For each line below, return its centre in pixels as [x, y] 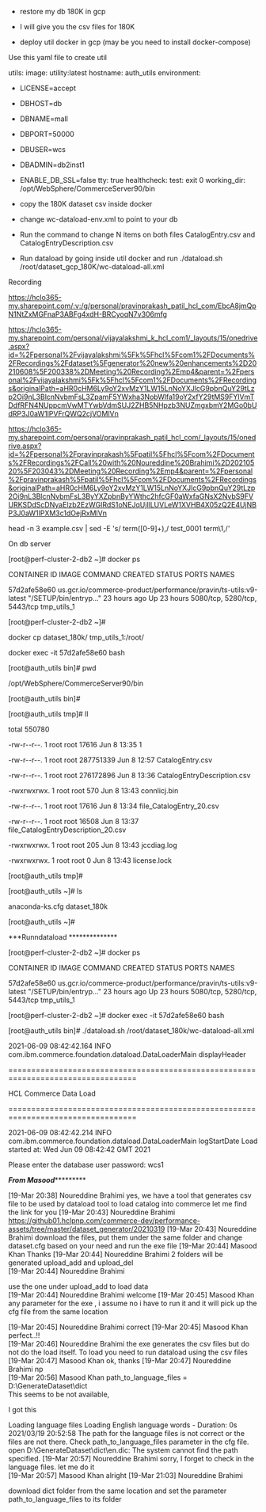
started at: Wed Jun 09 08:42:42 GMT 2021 [79, 1149]
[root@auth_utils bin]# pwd [52, 668]
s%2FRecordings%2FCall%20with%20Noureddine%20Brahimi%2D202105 [131, 463]
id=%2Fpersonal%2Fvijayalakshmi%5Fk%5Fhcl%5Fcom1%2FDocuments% [132, 355]
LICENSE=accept [48, 88]
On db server [30, 544]
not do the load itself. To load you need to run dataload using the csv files [128, 1352]
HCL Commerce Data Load [52, 1093]
